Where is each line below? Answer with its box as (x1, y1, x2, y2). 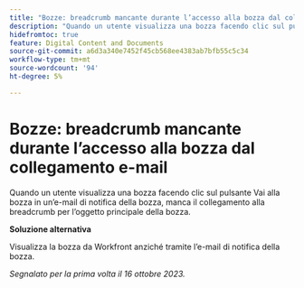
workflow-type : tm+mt (9, 55, 91, 64)
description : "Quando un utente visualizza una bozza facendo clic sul (9, 22, 285, 31)
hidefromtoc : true (9, 30, 79, 39)
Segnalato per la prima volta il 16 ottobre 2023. (9, 268, 185, 279)
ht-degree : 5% (9, 72, 63, 81)
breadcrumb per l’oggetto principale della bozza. (9, 206, 192, 217)
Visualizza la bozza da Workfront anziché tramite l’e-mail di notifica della (9, 241, 280, 252)
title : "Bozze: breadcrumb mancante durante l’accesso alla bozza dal (9, 13, 281, 23)
